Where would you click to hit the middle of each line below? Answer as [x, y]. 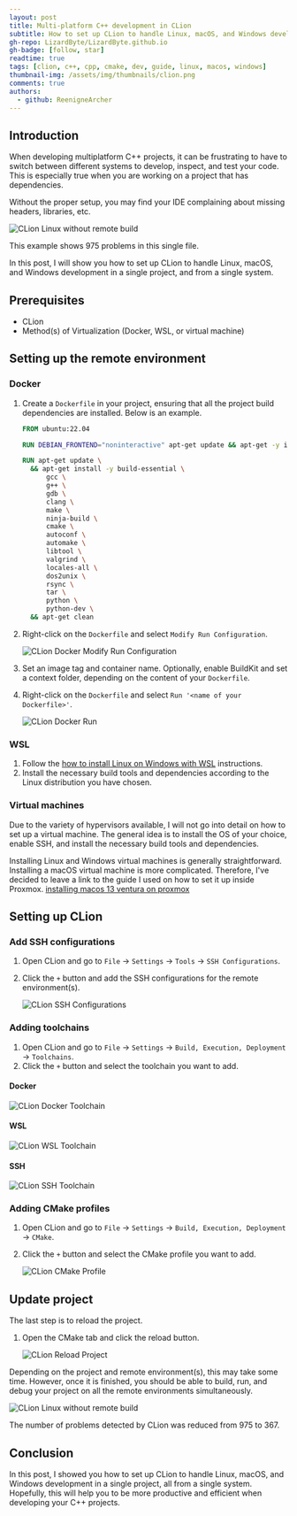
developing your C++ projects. [65, 1503]
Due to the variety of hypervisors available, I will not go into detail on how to [147, 825]
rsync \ [60, 584]
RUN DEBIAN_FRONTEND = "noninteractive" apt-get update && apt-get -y [151, 445]
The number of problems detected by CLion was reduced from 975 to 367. [145, 1425]
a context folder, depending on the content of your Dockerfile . [136, 677]
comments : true [37, 83]
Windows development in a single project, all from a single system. [131, 1484]
